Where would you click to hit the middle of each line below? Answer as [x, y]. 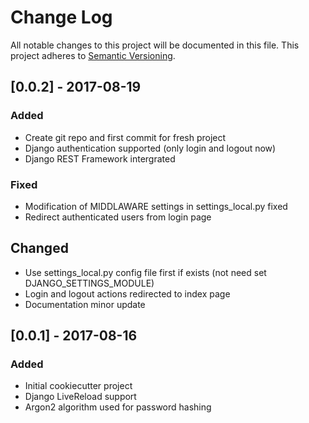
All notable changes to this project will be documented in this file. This [155, 45]
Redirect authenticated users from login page [118, 217]
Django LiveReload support [80, 397]
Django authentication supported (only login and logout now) [150, 148]
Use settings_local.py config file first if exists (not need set [145, 272]
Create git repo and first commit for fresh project [125, 137]
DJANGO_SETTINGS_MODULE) [89, 283]
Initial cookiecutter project [78, 386]
